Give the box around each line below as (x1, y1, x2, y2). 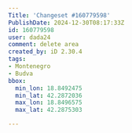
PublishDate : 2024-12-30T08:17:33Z (8, 19, 125, 27)
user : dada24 (8, 33, 51, 41)
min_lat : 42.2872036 (15, 92, 82, 99)
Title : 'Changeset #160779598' (8, 11, 111, 20)
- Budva (8, 70, 34, 77)
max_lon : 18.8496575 (15, 99, 82, 106)
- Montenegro (8, 63, 51, 70)
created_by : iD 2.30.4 (8, 48, 82, 56)
